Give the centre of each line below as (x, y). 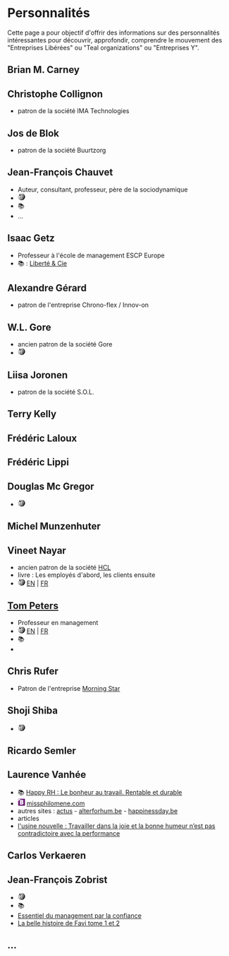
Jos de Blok (33, 133)
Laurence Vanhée (47, 775)
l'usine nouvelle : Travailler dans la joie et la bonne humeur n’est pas (116, 826)
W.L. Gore (29, 327)
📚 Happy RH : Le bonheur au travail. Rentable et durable (100, 792)
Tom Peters (33, 606)
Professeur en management (58, 623)
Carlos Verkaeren (47, 856)
